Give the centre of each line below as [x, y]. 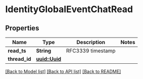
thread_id [19, 59]
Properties [22, 28]
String [44, 51]
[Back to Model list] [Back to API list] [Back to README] [63, 71]
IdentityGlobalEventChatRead [69, 9]
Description [91, 42]
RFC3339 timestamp [91, 51]
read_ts [17, 51]
